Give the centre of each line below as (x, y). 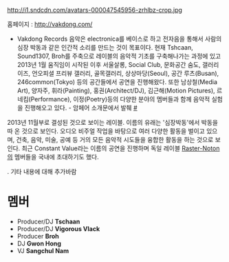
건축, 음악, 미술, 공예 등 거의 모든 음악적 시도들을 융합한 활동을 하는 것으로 (115, 140)
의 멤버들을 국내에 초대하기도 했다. (53, 157)
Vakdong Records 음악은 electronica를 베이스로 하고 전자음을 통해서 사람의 (119, 39)
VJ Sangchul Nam (43, 250)
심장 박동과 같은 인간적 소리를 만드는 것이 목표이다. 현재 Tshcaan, (105, 47)
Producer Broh (38, 236)
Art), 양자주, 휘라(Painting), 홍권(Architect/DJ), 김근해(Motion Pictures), (116, 90)
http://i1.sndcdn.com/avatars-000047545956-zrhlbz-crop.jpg (95, 10)
